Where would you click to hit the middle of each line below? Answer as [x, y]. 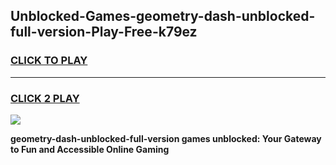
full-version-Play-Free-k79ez [104, 32]
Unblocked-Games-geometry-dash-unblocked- [163, 16]
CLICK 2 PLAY [45, 98]
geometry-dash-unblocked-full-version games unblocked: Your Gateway [166, 138]
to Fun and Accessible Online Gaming [90, 149]
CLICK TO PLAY [49, 61]
